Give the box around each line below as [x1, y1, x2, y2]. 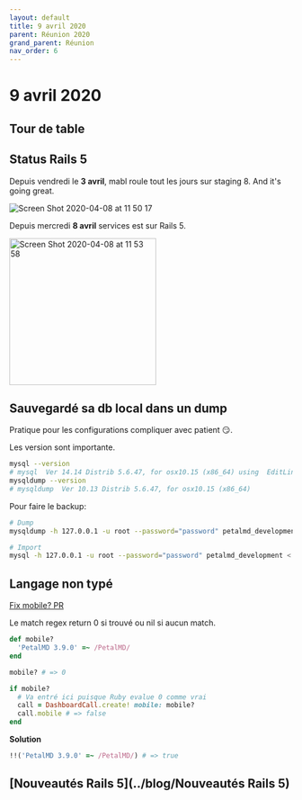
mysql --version [9, 460, 70, 469]
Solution [9, 734, 42, 745]
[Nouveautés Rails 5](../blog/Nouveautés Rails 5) [9, 776, 290, 792]
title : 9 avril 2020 [9, 22, 87, 31]
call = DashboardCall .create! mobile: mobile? [17, 701, 195, 710]
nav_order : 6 [9, 47, 58, 56]
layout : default [9, 13, 70, 22]
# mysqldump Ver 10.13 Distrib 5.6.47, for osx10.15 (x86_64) [9, 484, 252, 493]
